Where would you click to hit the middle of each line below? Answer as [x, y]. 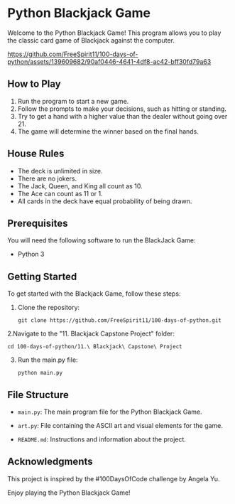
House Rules [36, 154]
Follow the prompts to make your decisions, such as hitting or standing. [122, 109]
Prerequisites [38, 223]
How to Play [34, 84]
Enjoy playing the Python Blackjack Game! [69, 493]
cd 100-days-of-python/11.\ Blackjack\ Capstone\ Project [95, 347]
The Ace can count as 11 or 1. [60, 193]
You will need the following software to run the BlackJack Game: [102, 240]
